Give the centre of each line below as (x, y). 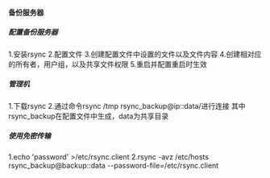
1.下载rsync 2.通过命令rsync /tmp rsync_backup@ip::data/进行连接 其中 (127, 106)
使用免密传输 (29, 136)
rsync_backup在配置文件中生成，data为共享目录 (89, 116)
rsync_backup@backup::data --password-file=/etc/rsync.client (114, 165)
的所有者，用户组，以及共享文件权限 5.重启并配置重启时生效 (108, 64)
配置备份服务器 (33, 32)
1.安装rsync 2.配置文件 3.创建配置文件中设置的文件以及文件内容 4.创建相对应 (135, 54)
